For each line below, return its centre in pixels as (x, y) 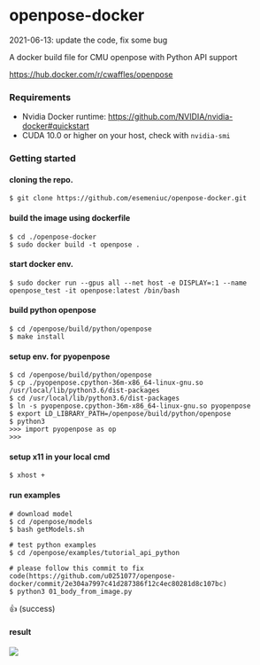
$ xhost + (27, 475)
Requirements (40, 97)
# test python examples (53, 545)
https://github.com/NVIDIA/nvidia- (170, 117)
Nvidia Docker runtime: (64, 117)
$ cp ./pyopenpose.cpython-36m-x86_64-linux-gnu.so (106, 383)
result (20, 632)
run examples (35, 495)
